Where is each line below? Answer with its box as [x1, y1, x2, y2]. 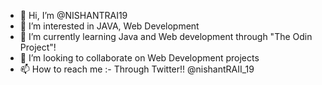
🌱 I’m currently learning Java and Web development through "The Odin [19, 31, 313, 42]
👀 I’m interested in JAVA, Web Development [19, 20, 200, 32]
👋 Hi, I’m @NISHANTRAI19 [19, 10, 128, 21]
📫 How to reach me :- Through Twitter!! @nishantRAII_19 [19, 63, 255, 75]
